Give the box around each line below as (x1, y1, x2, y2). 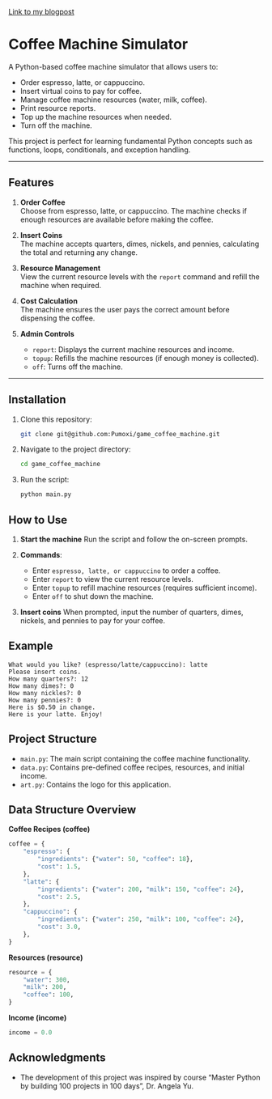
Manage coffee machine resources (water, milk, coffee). (19, 95, 208, 104)
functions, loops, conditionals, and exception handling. (8, 145, 191, 155)
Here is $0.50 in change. (8, 703, 96, 711)
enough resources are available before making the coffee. (19, 214, 214, 224)
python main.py (19, 490, 72, 499)
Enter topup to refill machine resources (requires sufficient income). (32, 583, 257, 592)
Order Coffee (19, 197, 66, 207)
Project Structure (8, 732, 97, 746)
